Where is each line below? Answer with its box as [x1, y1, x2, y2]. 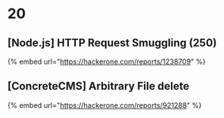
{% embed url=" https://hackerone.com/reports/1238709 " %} [7, 57, 207, 66]
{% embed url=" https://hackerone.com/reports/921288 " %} [7, 100, 203, 110]
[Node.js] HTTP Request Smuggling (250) [7, 36, 218, 50]
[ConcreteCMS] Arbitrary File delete [7, 79, 190, 93]
